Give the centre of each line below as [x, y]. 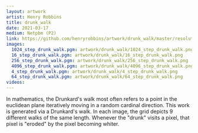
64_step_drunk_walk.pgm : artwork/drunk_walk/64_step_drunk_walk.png [97, 77]
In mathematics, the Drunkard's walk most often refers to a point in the [92, 99]
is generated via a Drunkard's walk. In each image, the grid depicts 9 [90, 111]
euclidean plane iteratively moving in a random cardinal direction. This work [98, 105]
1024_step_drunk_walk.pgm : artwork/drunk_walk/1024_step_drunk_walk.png [103, 50]
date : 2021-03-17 [27, 28]
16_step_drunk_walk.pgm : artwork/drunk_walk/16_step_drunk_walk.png [97, 55]
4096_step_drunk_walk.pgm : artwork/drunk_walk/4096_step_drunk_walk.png [103, 66]
